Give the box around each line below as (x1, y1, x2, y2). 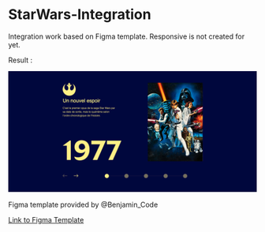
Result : (8, 55, 33, 65)
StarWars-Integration (8, 6, 151, 24)
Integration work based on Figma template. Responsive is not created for (8, 32, 245, 41)
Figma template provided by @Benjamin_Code (8, 200, 159, 210)
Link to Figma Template (8, 215, 84, 225)
